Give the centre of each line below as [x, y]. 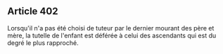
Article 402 [33, 11]
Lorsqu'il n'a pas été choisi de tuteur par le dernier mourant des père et [111, 28]
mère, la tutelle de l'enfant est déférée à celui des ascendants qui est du [112, 35]
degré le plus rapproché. [43, 43]
